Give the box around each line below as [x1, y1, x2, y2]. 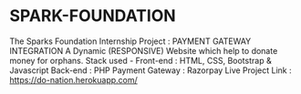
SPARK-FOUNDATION [9, 5, 176, 26]
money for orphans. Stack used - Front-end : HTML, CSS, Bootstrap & [9, 55, 272, 66]
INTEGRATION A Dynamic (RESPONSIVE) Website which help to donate [9, 45, 278, 56]
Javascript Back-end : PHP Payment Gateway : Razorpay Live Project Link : [9, 65, 292, 76]
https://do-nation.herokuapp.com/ [9, 74, 139, 85]
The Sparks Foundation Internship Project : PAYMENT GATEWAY [9, 36, 252, 47]
